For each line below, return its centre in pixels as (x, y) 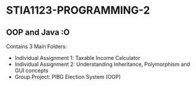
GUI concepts (31, 71)
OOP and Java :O (38, 32)
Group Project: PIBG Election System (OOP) (68, 77)
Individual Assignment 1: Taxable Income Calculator (77, 58)
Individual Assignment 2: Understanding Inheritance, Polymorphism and (102, 64)
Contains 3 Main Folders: (37, 46)
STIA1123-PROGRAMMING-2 (78, 10)
